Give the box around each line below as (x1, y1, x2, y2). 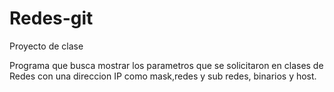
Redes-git (9, 7, 94, 30)
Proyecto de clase (9, 40, 84, 52)
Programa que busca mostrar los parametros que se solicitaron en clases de (9, 59, 324, 71)
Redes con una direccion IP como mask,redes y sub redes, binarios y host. (9, 70, 317, 82)
